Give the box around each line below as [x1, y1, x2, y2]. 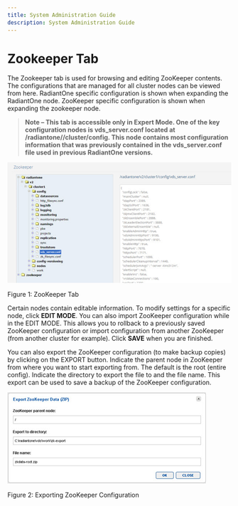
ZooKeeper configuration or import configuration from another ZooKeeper [7, 327, 224, 334]
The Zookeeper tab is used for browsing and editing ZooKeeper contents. [7, 74, 222, 83]
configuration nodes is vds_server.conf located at [24, 125, 175, 135]
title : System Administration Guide [7, 11, 116, 19]
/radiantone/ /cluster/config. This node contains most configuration [24, 133, 229, 142]
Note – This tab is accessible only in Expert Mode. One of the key [24, 118, 220, 127]
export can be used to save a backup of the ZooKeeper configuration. [7, 378, 212, 386]
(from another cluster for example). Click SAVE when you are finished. [7, 334, 213, 342]
